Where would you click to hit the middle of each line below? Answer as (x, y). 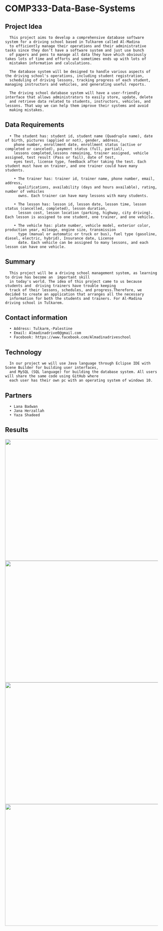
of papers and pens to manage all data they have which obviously (78, 55)
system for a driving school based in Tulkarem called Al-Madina (72, 42)
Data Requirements (35, 125)
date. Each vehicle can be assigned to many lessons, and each (83, 242)
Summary (20, 262)
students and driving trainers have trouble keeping (61, 286)
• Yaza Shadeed (25, 415)
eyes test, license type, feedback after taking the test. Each (80, 162)
